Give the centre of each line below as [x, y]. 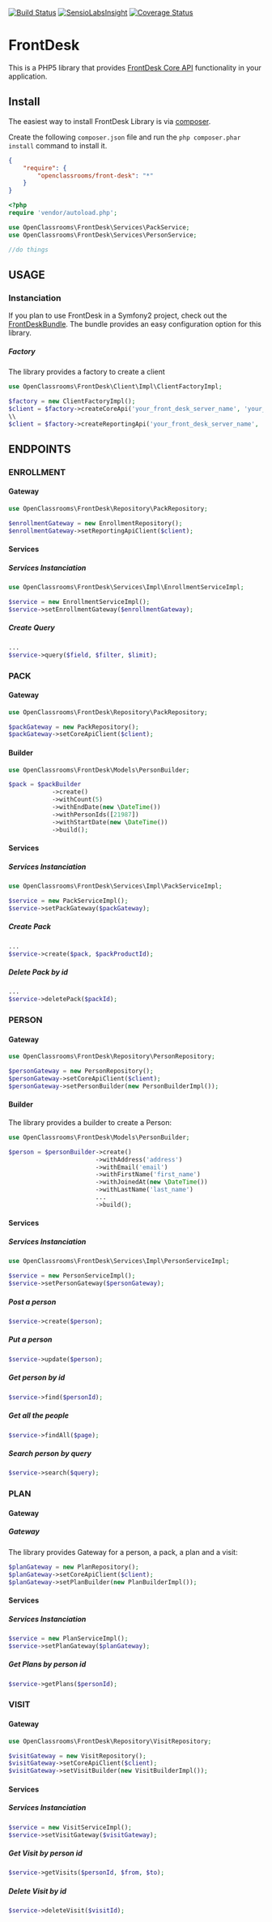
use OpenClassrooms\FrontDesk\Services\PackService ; [99, 227]
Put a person [30, 1340]
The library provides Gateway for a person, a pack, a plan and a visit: [123, 1552]
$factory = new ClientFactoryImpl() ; [72, 401]
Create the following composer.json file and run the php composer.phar [125, 137]
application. [28, 76]
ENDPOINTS [40, 449]
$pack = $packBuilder [45, 785]
